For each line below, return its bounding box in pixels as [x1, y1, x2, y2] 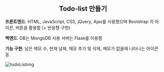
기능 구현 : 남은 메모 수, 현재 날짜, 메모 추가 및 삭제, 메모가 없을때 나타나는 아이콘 [5, 46, 159, 51]
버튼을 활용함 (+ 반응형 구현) [15, 24, 71, 30]
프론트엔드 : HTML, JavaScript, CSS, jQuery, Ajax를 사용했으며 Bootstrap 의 [5, 19, 154, 24]
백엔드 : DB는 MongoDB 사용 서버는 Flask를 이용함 [5, 35, 103, 41]
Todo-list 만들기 [59, 4, 107, 13]
